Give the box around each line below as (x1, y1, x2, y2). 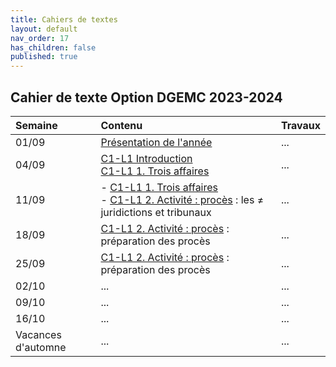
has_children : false (10, 42, 97, 53)
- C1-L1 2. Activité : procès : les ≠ (100, 192, 265, 206)
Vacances (15, 327, 62, 341)
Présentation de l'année (100, 135, 213, 149)
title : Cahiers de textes (10, 14, 118, 25)
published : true (10, 52, 78, 62)
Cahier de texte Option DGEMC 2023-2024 (10, 89, 283, 106)
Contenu (100, 118, 143, 132)
